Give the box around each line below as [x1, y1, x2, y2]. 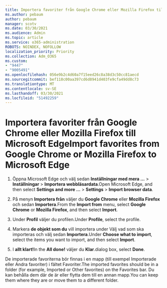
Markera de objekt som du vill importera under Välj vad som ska [12, 226, 144, 232]
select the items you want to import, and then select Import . [12, 237, 136, 243]
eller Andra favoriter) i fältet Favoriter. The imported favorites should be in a [5, 262, 159, 268]
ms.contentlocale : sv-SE [5, 86, 57, 91]
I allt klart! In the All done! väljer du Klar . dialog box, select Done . [12, 247, 145, 253]
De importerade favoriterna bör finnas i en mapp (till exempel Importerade [5, 256, 157, 262]
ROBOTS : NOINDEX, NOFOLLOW [5, 44, 61, 49]
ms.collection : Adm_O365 [5, 53, 57, 59]
